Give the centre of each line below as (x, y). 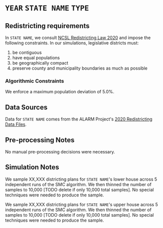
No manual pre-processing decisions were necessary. (60, 152)
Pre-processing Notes (40, 140)
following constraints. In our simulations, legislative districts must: (72, 43)
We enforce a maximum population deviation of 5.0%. (60, 92)
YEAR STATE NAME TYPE (47, 8)
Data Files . (16, 124)
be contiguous (27, 52)
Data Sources (26, 107)
